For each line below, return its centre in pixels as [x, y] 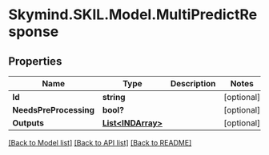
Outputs [28, 123]
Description [193, 83]
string [114, 97]
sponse [34, 32]
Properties [35, 61]
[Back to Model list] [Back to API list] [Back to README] [100, 143]
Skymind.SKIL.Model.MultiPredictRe [133, 15]
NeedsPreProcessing [53, 110]
